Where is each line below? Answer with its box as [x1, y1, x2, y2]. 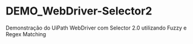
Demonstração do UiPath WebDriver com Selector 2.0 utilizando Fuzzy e [5, 24, 187, 31]
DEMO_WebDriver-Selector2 [5, 4, 152, 18]
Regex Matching [5, 30, 47, 37]
